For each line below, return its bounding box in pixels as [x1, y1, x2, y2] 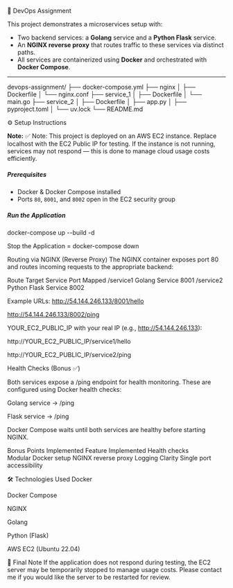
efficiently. [7, 155, 37, 162]
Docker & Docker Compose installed [17, 187, 121, 196]
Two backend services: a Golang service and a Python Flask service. [17, 33, 217, 42]
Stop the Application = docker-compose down [7, 241, 139, 250]
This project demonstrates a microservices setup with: [7, 20, 163, 28]
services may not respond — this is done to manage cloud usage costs [7, 147, 210, 155]
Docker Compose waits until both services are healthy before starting [7, 425, 206, 433]
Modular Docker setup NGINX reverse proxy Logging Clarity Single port [7, 453, 212, 462]
